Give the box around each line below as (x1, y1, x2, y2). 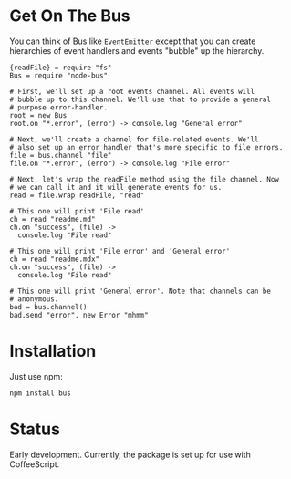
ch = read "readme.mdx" (9, 255, 100, 264)
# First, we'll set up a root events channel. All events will (9, 87, 255, 96)
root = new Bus (9, 110, 68, 120)
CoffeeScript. (9, 458, 60, 470)
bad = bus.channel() (9, 302, 88, 311)
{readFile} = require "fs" (9, 63, 112, 72)
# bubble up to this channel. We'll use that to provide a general (9, 95, 272, 104)
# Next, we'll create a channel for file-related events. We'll (9, 134, 259, 144)
